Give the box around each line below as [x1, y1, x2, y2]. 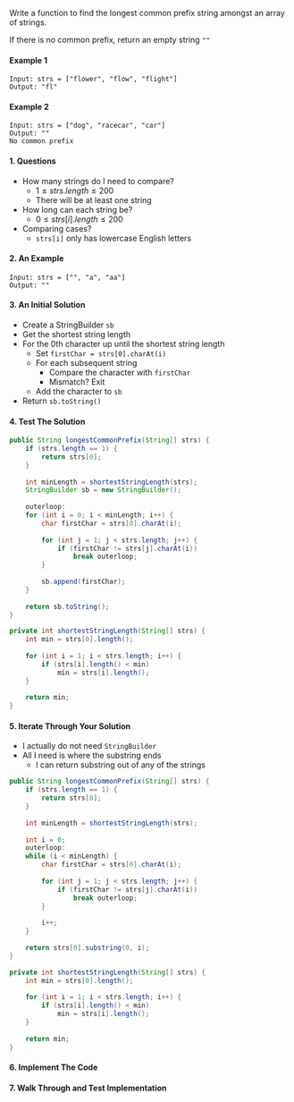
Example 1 [9, 55, 47, 65]
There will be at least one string [35, 194, 152, 205]
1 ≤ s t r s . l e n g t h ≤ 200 [35, 185, 114, 196]
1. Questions [9, 156, 56, 166]
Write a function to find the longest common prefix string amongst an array [9, 8, 286, 18]
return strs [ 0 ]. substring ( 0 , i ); [25, 943, 150, 952]
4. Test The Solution [9, 416, 86, 427]
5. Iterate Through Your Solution [9, 720, 131, 732]
